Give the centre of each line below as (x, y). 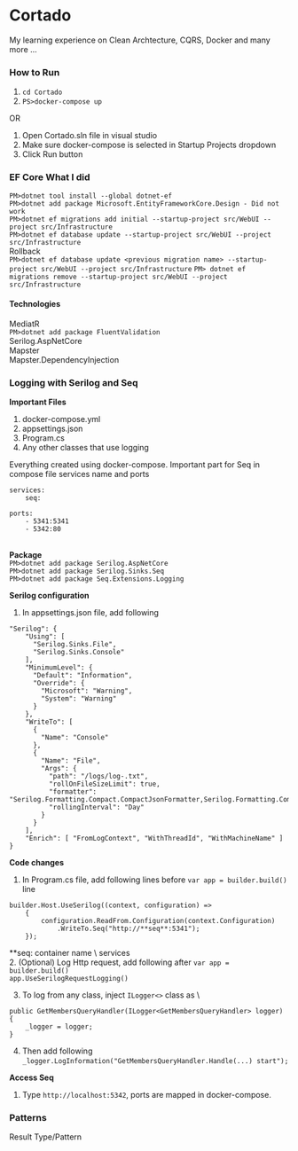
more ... (23, 49)
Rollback (25, 251)
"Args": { (59, 769)
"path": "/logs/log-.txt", (98, 777)
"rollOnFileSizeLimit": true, (105, 784)
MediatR (24, 324)
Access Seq (32, 1077)
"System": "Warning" (79, 699)
